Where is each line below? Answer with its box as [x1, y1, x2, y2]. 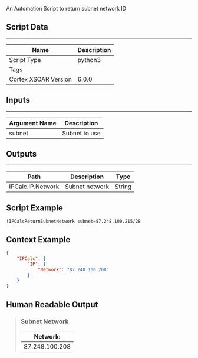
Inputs [6, 95, 31, 105]
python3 [77, 56, 101, 64]
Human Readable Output [6, 300, 98, 310]
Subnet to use [62, 129, 101, 137]
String [114, 183, 131, 191]
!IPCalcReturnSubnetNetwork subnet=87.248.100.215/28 [6, 219, 141, 224]
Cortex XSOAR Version [9, 75, 72, 83]
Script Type [9, 56, 41, 64]
